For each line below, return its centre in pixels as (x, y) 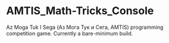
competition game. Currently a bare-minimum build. (70, 33)
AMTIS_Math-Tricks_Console (80, 11)
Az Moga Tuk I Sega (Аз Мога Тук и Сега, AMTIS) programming (85, 27)
